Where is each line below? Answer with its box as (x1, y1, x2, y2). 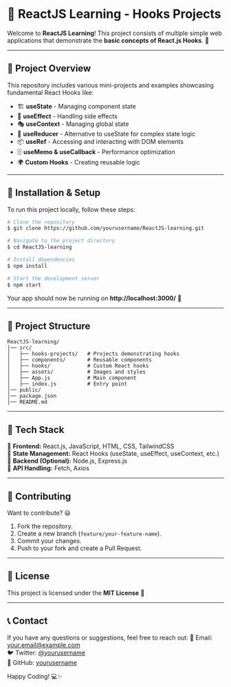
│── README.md (7, 399, 48, 405)
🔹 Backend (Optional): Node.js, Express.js (7, 457, 127, 465)
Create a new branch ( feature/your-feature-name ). (16, 529, 162, 538)
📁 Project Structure (7, 320, 91, 332)
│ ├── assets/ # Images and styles (7, 368, 146, 376)
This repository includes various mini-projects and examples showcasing (7, 81, 214, 89)
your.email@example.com (7, 640, 80, 649)
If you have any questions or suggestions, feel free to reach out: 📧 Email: (7, 633, 213, 642)
